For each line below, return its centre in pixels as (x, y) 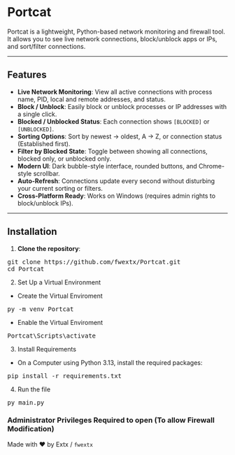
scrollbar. (47, 173)
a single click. (37, 114)
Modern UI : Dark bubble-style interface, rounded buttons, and (107, 166)
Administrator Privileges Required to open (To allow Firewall (111, 420)
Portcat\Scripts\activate (52, 335)
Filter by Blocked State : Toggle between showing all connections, (112, 151)
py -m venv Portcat (41, 309)
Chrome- (212, 166)
